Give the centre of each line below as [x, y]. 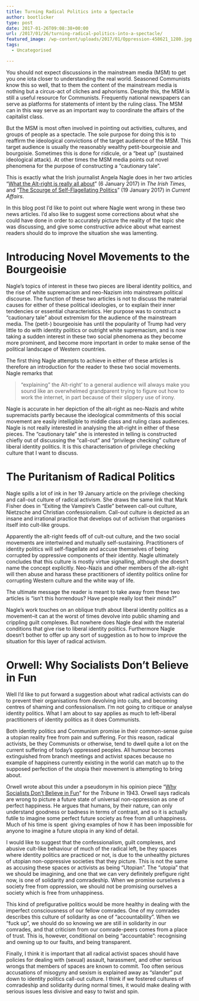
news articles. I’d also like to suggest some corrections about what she [92, 214]
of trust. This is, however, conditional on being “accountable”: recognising [96, 936]
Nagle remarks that [30, 373]
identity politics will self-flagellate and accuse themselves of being [87, 549]
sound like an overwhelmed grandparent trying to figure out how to [102, 391]
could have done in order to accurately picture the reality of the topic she [95, 220]
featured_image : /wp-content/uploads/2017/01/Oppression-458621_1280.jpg [99, 39]
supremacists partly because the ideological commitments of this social [94, 415]
